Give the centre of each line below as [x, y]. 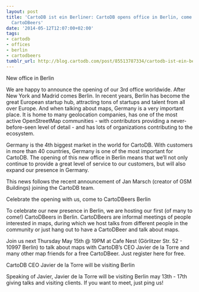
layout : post [22, 12]
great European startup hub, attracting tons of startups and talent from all [96, 102]
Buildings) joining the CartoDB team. [50, 187]
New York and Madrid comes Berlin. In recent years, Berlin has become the [98, 96]
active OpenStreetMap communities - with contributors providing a [88, 121]
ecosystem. [20, 133]
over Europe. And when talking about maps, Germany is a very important [95, 108]
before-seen [21, 127]
